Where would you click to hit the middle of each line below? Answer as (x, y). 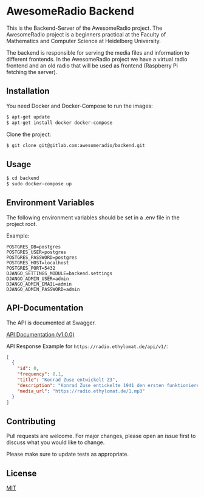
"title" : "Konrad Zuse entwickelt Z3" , (68, 380)
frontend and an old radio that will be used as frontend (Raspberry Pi (92, 66)
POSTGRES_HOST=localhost (38, 262)
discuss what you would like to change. (56, 442)
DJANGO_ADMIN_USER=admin (38, 279)
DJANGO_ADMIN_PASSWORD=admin (43, 289)
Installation (28, 91)
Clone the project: (29, 134)
